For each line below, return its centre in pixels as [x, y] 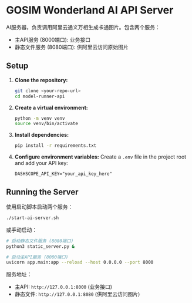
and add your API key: [41, 163]
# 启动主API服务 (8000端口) [37, 257]
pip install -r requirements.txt [55, 146]
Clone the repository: [41, 80]
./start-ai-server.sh [33, 218]
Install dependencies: [42, 135]
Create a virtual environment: [51, 107]
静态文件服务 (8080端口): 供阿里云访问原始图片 [71, 47]
